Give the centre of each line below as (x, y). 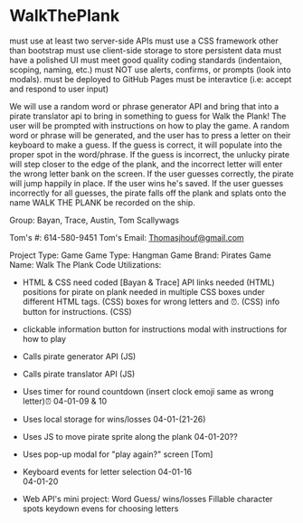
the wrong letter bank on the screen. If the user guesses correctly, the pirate (151, 174)
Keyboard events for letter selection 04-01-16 (107, 471)
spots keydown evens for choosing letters (100, 509)
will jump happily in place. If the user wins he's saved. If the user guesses (147, 183)
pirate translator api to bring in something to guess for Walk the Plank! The (148, 116)
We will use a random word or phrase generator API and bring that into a (144, 106)
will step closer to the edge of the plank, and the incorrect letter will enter (146, 164)
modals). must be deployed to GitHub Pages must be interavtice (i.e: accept (151, 79)
